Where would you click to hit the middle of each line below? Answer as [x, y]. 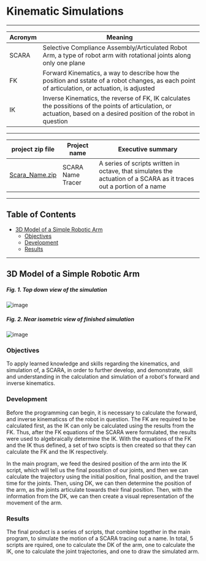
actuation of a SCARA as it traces [147, 178]
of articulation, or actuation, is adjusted [99, 88]
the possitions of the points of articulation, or [107, 105]
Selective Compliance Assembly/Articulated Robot [115, 47]
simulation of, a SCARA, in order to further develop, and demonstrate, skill [100, 370]
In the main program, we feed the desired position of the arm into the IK [97, 464]
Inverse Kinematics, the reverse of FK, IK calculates [117, 98]
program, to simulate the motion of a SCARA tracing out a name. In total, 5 [100, 538]
